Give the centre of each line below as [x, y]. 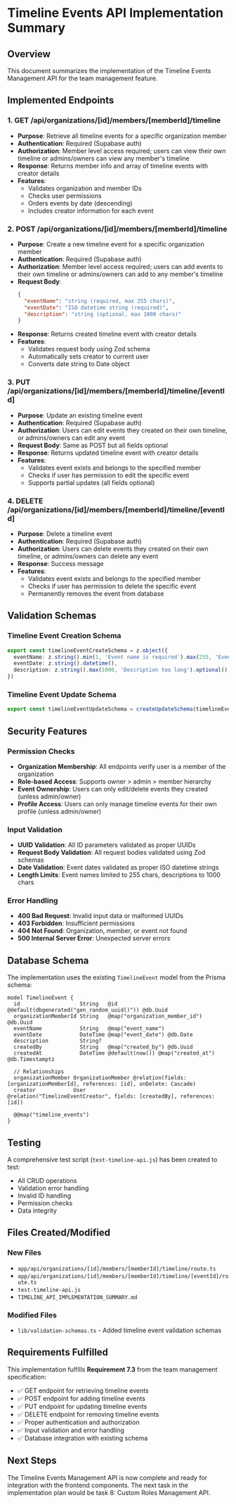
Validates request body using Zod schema [89, 349]
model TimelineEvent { [40, 998]
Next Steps [32, 1461]
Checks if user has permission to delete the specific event [112, 586]
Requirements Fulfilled [58, 1352]
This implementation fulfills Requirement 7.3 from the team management [112, 1369]
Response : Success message [60, 563]
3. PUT [19, 382]
